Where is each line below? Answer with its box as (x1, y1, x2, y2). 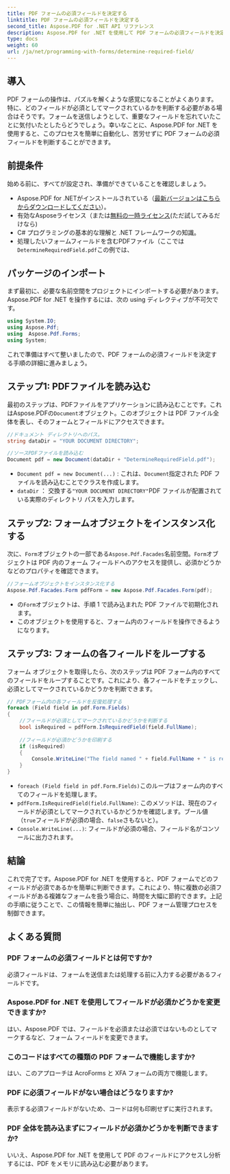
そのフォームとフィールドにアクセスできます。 (36, 417, 168, 425)
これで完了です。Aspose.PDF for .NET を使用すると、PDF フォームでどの (7, 874, 213, 882)
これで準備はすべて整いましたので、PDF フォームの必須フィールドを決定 (7, 350, 212, 358)
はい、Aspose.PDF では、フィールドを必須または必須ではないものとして (7, 1024, 212, 1033)
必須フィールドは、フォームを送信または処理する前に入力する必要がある (7, 970, 211, 978)
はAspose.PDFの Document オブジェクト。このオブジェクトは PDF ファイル (7, 409, 214, 417)
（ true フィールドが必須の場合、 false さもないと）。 (16, 816, 162, 824)
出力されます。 (35, 833, 77, 841)
